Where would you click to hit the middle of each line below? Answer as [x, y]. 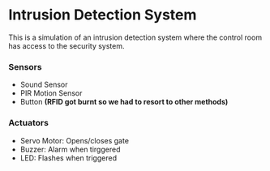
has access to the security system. [66, 45]
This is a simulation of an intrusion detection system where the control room [135, 37]
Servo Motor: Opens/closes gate [75, 140]
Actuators [28, 123]
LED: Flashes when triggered [69, 158]
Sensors [25, 66]
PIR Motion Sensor [51, 93]
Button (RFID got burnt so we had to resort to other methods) [124, 102]
